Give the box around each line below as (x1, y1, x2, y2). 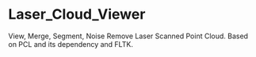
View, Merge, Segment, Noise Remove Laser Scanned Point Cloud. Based (8, 31, 248, 41)
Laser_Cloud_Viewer (8, 5, 146, 23)
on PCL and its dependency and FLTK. (8, 39, 133, 48)
